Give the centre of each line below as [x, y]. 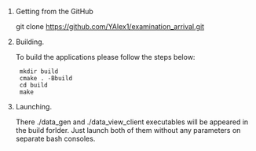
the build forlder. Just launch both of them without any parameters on [128, 130]
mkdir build [39, 72]
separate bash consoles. [55, 138]
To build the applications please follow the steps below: [105, 57]
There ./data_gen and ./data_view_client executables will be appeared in [132, 122]
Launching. [34, 107]
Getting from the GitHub [55, 11]
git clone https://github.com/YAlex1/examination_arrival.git [110, 26]
